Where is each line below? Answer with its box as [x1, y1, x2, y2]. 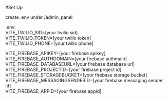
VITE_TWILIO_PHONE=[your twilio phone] [5, 40, 94, 46]
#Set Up [5, 5, 23, 10]
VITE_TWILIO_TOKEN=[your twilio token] [5, 35, 91, 41]
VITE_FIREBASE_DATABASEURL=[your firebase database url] [5, 61, 135, 67]
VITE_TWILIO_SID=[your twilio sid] [5, 30, 78, 35]
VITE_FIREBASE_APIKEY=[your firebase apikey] [5, 51, 106, 56]
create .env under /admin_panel [5, 14, 73, 20]
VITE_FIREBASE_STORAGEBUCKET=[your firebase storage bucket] [5, 72, 147, 78]
